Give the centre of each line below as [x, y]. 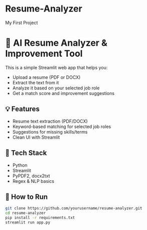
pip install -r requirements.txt [40, 218]
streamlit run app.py [28, 222]
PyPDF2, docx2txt [31, 176]
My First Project [22, 23]
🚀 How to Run [27, 197]
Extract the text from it [36, 82]
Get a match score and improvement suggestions [63, 93]
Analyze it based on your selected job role [56, 88]
